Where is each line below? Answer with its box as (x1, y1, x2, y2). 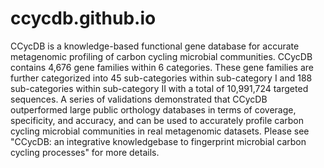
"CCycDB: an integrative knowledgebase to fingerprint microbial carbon (10, 135, 307, 147)
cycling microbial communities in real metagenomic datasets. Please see (10, 125, 310, 137)
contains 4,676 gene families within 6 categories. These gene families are (10, 61, 315, 73)
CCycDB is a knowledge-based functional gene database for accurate (10, 40, 300, 52)
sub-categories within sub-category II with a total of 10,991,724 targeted (10, 82, 309, 94)
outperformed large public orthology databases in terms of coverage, (10, 103, 297, 116)
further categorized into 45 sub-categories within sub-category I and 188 (10, 72, 313, 84)
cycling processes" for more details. (10, 146, 160, 158)
